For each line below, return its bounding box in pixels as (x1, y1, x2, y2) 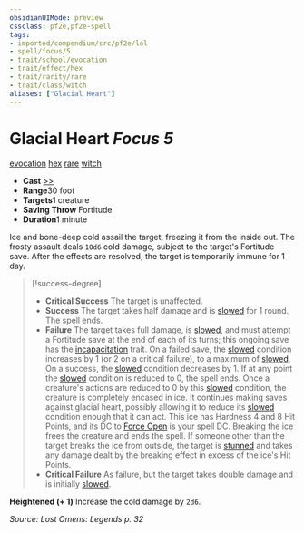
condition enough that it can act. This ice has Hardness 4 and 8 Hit (44, 412, 296, 422)
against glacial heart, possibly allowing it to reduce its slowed (44, 402, 275, 412)
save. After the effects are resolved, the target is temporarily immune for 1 (9, 251, 286, 262)
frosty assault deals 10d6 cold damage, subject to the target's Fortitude (9, 241, 275, 252)
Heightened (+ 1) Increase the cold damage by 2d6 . (9, 496, 201, 508)
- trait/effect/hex (9, 64, 83, 73)
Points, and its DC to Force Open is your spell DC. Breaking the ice (44, 421, 294, 431)
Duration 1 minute (22, 214, 88, 225)
